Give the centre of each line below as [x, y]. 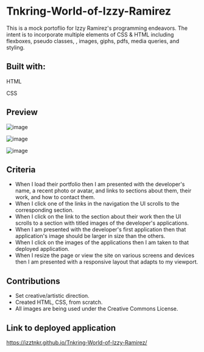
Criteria [21, 170]
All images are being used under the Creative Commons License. [97, 309]
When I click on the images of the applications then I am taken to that [102, 242]
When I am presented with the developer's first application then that [100, 230]
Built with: [26, 67]
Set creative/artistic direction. [52, 296]
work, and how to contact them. [55, 197]
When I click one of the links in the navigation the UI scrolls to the [97, 204]
